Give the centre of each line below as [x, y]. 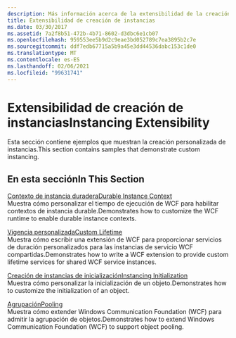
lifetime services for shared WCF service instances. [82, 262]
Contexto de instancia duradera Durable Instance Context [90, 196]
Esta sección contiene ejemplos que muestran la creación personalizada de [117, 142]
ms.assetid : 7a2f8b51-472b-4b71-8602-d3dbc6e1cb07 [83, 33]
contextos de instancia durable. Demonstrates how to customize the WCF [113, 211]
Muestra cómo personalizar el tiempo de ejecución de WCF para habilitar [113, 204]
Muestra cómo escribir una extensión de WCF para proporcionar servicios [115, 239]
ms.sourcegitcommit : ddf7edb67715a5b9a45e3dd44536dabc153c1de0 [102, 46]
